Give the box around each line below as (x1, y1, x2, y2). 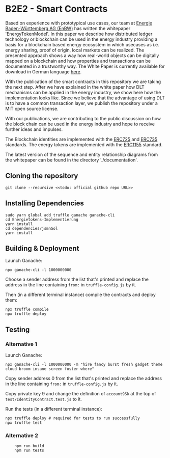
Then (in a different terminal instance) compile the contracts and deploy (5, 291, 156, 298)
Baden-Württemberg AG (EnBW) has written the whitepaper (5, 25, 131, 31)
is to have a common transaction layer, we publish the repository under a (5, 100, 158, 106)
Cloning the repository (5, 172, 78, 180)
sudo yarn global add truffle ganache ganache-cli (5, 212, 115, 218)
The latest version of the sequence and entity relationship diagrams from (5, 151, 158, 157)
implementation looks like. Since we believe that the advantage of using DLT (5, 95, 165, 101)
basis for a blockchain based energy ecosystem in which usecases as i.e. (5, 41, 159, 47)
